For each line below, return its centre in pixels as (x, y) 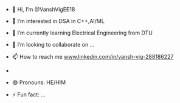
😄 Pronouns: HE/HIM (39, 82)
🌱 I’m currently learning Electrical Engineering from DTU (82, 33)
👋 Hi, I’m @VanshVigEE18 (43, 9)
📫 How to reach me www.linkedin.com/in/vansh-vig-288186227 (93, 57)
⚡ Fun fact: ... (29, 95)
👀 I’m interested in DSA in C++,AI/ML (58, 21)
